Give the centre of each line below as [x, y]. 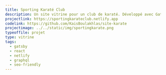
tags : [11, 42]
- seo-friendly [25, 65]
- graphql [20, 60]
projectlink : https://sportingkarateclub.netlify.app [62, 19]
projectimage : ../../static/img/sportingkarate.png [59, 28]
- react [18, 51]
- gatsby [19, 46]
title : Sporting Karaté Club [35, 10]
